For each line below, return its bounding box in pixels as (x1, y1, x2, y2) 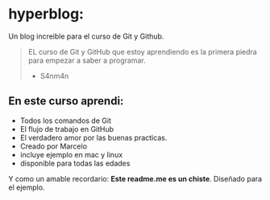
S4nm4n (39, 71, 69, 80)
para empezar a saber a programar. (27, 55, 147, 65)
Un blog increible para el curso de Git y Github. (8, 31, 164, 41)
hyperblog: (8, 5, 85, 23)
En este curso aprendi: (8, 94, 124, 108)
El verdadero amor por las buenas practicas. (19, 133, 168, 142)
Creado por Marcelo (19, 141, 87, 151)
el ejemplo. (8, 182, 45, 192)
